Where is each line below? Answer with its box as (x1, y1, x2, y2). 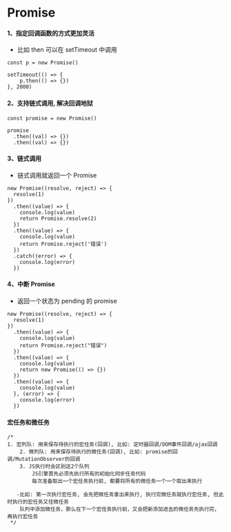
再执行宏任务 (7, 513, 39, 520)
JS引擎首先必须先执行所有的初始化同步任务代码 (32, 471, 146, 477)
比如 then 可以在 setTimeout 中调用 (17, 46, 117, 54)
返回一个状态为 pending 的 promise (17, 297, 117, 305)
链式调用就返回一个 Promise (17, 171, 97, 179)
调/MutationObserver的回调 (7, 456, 81, 463)
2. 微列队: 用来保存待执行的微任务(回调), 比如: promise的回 (19, 448, 178, 455)
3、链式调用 (7, 154, 42, 163)
